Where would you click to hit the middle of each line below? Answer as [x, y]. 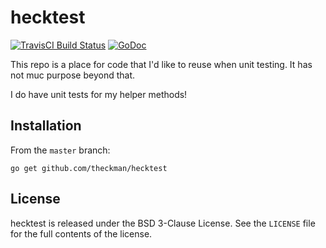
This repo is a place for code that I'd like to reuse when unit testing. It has [161, 64]
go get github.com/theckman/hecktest [89, 168]
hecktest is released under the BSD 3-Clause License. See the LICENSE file [163, 223]
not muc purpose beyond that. [73, 75]
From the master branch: [60, 150]
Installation [46, 126]
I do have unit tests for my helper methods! [99, 94]
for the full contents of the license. [81, 233]
